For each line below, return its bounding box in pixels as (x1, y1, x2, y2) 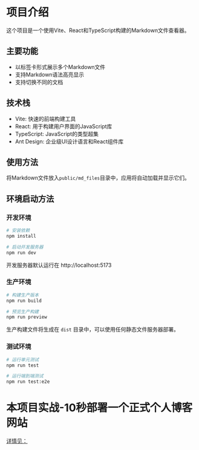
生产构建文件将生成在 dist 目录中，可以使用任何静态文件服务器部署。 (6, 326, 180, 333)
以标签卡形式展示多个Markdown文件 (15, 63, 106, 70)
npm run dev (6, 249, 36, 256)
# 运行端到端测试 (6, 373, 44, 379)
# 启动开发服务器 (6, 244, 44, 250)
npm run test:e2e (6, 379, 50, 385)
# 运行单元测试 (6, 356, 39, 363)
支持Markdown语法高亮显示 (15, 71, 85, 78)
